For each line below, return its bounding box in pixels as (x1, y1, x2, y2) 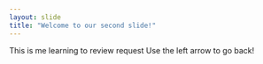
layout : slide (9, 12, 62, 22)
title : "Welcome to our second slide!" (9, 21, 157, 30)
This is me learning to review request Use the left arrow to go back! (9, 45, 255, 55)
